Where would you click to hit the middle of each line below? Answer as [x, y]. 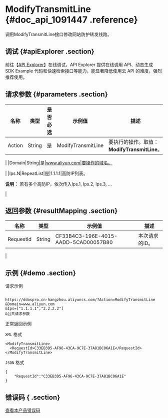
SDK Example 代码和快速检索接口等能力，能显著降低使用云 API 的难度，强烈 [83, 70]
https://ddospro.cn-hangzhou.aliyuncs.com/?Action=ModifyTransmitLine [80, 300]
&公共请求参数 [17, 314]
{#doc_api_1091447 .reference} [72, 20]
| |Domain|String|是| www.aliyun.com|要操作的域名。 [59, 162]
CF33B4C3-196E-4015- [86, 236]
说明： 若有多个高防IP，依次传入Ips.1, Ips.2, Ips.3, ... [58, 184]
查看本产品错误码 [23, 410]
